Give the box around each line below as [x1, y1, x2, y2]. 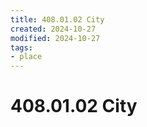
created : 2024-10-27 [10, 24, 97, 34]
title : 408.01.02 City [10, 14, 105, 25]
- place [10, 52, 43, 62]
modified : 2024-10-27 [10, 33, 101, 43]
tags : [10, 42, 33, 53]
